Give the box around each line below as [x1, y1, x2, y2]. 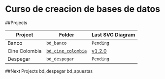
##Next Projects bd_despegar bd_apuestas [5, 68, 93, 74]
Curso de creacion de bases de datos [5, 3, 161, 15]
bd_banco [46, 40, 67, 46]
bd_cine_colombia [46, 48, 87, 53]
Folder [59, 31, 75, 38]
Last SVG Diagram [92, 31, 135, 38]
